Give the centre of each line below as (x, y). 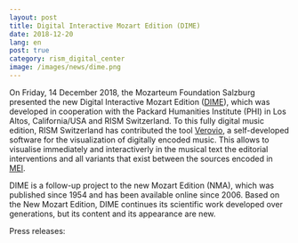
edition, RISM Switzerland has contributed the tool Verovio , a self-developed (149, 130)
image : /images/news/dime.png (65, 68)
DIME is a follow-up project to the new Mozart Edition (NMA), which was (142, 185)
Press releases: (37, 231)
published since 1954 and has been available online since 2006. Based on (145, 194)
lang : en (25, 42)
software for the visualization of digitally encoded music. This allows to (139, 140)
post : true (29, 51)
